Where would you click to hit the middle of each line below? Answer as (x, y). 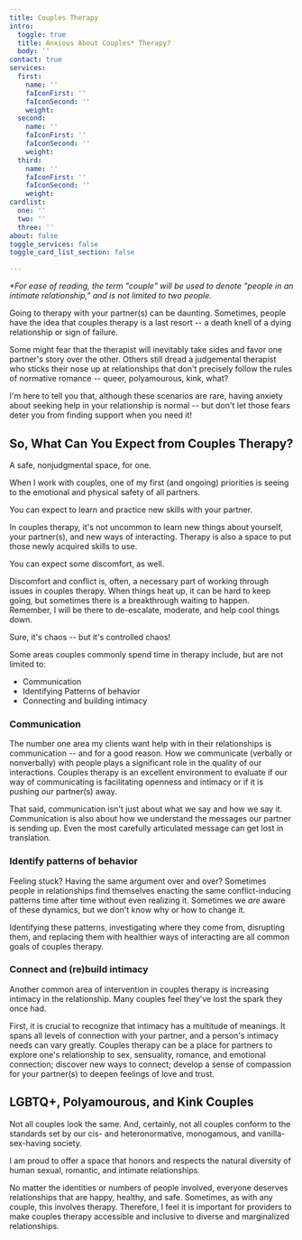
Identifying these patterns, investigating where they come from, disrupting (147, 927)
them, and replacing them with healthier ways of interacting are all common (150, 937)
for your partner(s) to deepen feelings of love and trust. (112, 1073)
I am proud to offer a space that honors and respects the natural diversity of (150, 1161)
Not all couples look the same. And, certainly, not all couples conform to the (150, 1124)
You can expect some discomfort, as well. (87, 564)
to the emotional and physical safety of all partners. (105, 491)
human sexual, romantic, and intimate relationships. (105, 1170)
